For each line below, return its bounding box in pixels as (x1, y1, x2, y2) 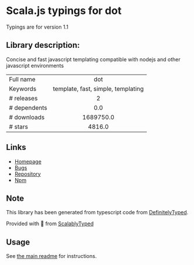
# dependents (9, 103, 48, 111)
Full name (9, 75, 36, 83)
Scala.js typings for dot (6, 4, 122, 18)
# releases (9, 94, 38, 102)
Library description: (6, 40, 80, 50)
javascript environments (6, 62, 64, 69)
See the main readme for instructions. (6, 253, 97, 260)
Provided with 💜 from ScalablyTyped (6, 220, 94, 227)
